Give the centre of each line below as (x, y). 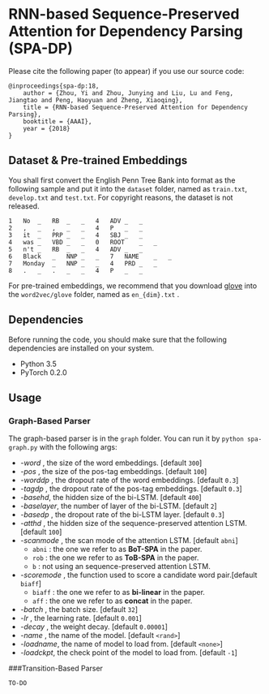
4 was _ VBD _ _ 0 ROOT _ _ (83, 242)
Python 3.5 (38, 364)
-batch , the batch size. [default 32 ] (79, 610)
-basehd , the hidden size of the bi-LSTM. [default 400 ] (111, 498)
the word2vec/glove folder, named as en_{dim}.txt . (94, 294)
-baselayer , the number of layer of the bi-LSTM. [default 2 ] (118, 506)
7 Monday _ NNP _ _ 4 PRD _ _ (83, 263)
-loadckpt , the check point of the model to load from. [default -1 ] (128, 653)
